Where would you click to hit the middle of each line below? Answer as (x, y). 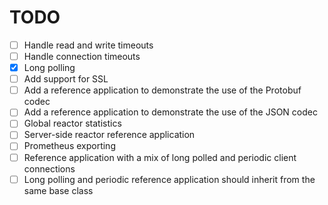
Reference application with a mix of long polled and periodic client (160, 157)
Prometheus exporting (69, 146)
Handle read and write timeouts (88, 45)
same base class (58, 190)
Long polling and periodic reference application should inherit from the (169, 179)
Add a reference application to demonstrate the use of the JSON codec (170, 112)
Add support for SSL (66, 79)
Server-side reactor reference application (109, 135)
